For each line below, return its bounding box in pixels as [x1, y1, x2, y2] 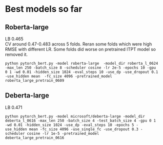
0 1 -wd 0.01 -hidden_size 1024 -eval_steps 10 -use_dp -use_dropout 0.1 [5, 70, 159, 74]
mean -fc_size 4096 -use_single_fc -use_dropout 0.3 [29, 126, 139, 132]
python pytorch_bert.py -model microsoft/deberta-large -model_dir [5, 114, 145, 119]
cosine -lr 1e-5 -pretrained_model [26, 131, 99, 136]
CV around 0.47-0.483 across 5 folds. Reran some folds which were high [5, 41, 152, 47]
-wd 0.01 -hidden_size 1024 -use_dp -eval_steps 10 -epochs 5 [5, 122, 134, 127]
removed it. [5, 51, 28, 57]
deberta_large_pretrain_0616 [5, 135, 64, 140]
